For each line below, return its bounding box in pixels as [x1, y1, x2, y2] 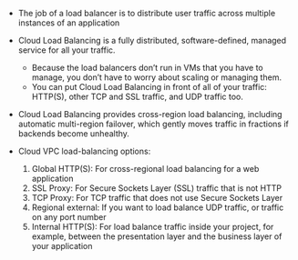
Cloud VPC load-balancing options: [17, 145, 151, 156]
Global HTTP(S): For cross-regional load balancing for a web [31, 164, 260, 174]
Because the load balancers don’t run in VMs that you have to [31, 63, 264, 73]
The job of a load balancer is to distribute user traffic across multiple [17, 8, 276, 18]
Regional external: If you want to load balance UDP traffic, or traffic [31, 202, 284, 213]
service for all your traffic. [17, 45, 116, 55]
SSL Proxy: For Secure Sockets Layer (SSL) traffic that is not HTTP [31, 183, 283, 194]
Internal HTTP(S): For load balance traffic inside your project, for [31, 222, 274, 232]
